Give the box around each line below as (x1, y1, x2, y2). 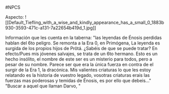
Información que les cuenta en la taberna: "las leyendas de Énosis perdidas (5, 35, 162, 40)
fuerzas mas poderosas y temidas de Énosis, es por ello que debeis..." (5, 78, 151, 83)
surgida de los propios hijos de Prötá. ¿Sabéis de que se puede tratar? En (5, 45, 158, 51)
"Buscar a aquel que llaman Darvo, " (5, 83, 81, 89)
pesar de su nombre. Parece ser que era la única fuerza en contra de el (5, 62, 154, 67)
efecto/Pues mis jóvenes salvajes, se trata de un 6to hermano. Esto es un (5, 51, 158, 57)
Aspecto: (5, 14, 24, 20)
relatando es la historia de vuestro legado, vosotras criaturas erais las (5, 72, 150, 78)
